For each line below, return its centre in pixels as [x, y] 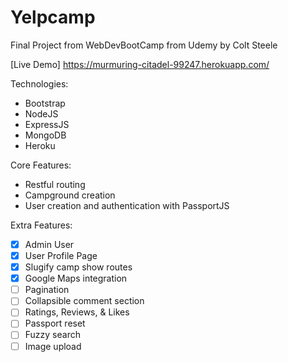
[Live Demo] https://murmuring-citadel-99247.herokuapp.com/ [140, 64]
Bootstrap [45, 103]
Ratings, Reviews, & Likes [77, 312]
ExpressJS [47, 124]
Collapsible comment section [84, 301]
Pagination [47, 290]
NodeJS [41, 113]
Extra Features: [41, 225]
